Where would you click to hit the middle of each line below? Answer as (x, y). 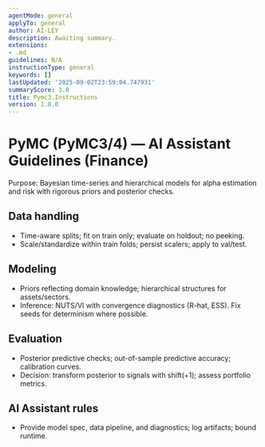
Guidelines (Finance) (79, 161)
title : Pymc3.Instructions (53, 97)
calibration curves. (50, 367)
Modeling (32, 269)
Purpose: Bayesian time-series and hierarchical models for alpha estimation (132, 183)
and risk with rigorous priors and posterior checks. (91, 191)
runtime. (34, 436)
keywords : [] (30, 75)
